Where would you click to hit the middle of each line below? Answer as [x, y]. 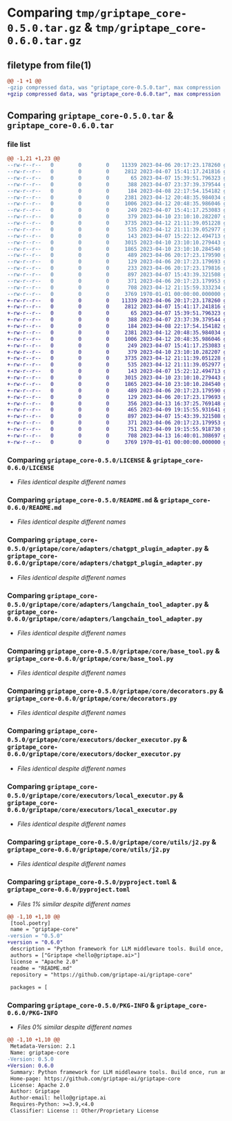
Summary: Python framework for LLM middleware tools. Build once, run [114, 1072]
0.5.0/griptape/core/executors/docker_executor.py [94, 740]
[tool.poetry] [30, 923]
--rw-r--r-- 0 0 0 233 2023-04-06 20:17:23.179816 [114, 268]
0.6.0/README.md [35, 507]
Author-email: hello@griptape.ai [58, 1098]
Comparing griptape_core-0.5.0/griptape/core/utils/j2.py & [112, 842]
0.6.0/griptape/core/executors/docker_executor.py [94, 754]
